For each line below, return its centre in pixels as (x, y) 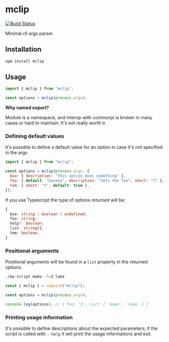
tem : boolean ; (25, 233)
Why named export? (27, 108)
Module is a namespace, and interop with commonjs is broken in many (79, 118)
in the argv (16, 153)
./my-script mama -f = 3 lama (35, 277)
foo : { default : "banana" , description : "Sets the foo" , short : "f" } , (87, 181)
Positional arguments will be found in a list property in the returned (77, 262)
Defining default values (35, 136)
